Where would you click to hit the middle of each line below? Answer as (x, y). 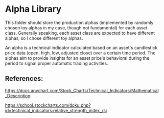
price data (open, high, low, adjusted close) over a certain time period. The (80, 53)
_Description (18, 95)
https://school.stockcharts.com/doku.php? (48, 105)
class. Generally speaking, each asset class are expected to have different (80, 33)
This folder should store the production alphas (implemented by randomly (79, 23)
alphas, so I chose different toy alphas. (44, 38)
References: (24, 79)
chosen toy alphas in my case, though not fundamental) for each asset (76, 27)
